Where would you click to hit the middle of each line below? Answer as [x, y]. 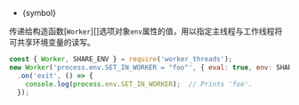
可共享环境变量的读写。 [52, 42]
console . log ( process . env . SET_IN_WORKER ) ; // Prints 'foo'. [139, 84]
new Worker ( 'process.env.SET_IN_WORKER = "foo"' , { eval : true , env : [141, 67]
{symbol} [39, 13]
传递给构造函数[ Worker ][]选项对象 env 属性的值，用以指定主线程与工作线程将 [146, 31]
